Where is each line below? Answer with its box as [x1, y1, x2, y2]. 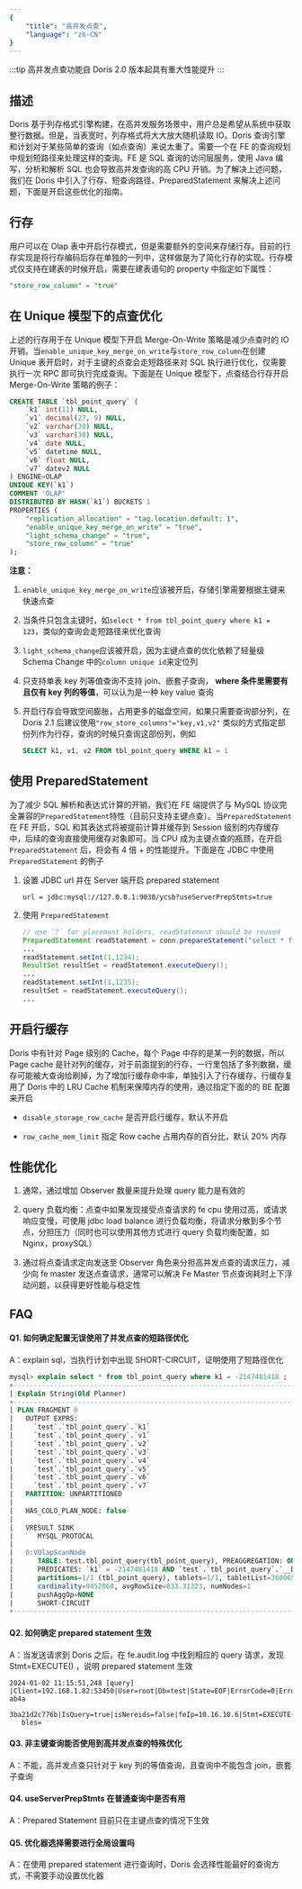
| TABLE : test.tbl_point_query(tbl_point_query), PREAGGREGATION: [9, 1557, 283, 1566]
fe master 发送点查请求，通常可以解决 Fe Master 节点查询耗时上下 [40, 1268, 285, 1279]
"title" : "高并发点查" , [25, 22, 108, 31]
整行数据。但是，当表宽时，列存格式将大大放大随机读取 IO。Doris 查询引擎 [9, 130, 286, 141]
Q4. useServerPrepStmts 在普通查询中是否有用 [9, 1794, 186, 1804]
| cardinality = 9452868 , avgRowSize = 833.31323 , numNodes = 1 [9, 1582, 252, 1591]
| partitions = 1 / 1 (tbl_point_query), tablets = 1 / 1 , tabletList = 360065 [9, 1573, 296, 1582]
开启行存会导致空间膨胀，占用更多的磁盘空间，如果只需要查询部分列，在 [22, 706, 290, 717]
